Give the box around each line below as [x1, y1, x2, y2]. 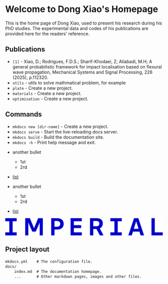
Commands [5, 110, 42, 118]
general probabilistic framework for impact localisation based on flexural [12, 63, 162, 69]
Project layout [5, 245, 50, 253]
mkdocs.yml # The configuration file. [5, 259, 93, 264]
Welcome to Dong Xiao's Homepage [5, 3, 158, 15]
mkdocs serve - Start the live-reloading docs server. [12, 128, 118, 134]
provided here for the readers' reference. [5, 30, 90, 36]
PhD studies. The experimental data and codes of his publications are [5, 25, 148, 31]
